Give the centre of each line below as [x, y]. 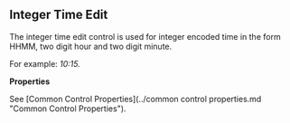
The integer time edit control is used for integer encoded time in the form [145, 36]
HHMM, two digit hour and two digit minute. [91, 46]
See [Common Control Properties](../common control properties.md [136, 99]
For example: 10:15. [45, 63]
